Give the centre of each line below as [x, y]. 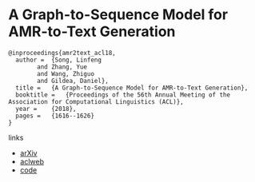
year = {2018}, [46, 109]
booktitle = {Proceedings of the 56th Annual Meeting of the [123, 95]
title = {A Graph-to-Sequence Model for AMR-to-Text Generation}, [132, 88]
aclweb [32, 161]
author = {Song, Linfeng [59, 60]
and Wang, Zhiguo [66, 73]
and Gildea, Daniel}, [73, 81]
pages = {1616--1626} [55, 116]
